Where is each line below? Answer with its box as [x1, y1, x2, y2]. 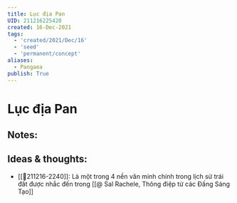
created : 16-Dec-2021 [7, 24, 72, 31]
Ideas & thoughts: [7, 153, 88, 165]
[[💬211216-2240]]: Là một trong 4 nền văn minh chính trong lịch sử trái [17, 172, 224, 180]
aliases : [7, 57, 33, 64]
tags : [7, 30, 23, 38]
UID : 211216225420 [7, 17, 62, 24]
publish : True [7, 70, 50, 77]
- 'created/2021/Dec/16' [14, 37, 88, 44]
